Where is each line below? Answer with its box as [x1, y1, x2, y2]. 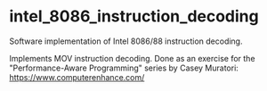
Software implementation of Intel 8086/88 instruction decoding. [9, 36, 243, 46]
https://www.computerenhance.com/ [9, 71, 145, 82]
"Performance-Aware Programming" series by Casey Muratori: [9, 62, 239, 73]
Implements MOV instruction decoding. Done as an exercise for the [9, 53, 255, 63]
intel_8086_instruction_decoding [9, 6, 260, 27]
